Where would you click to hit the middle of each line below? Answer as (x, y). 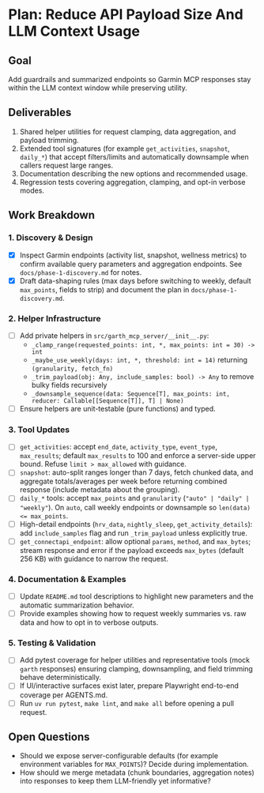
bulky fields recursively (69, 385)
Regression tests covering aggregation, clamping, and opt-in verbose (132, 182)
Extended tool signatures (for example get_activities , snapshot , (125, 148)
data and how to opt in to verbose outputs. (89, 622)
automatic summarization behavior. (77, 605)
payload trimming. (49, 140)
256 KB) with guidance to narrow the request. (94, 558)
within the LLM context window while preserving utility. (98, 88)
